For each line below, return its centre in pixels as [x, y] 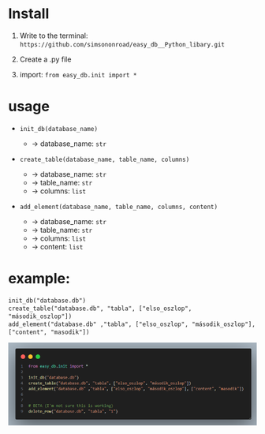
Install [29, 14]
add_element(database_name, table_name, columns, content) [119, 207]
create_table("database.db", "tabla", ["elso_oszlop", [100, 309]
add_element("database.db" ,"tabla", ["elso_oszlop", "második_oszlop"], [132, 324]
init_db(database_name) [59, 129]
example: [39, 279]
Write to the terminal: [54, 36]
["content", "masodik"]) [49, 332]
